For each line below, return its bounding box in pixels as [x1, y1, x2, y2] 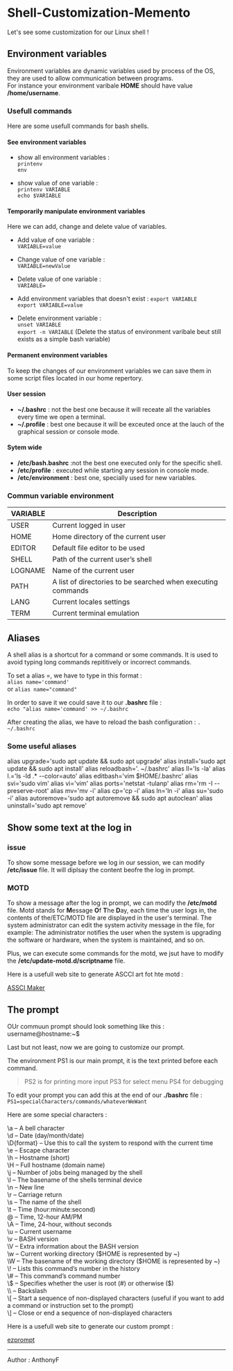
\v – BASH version [7, 1235, 59, 1243]
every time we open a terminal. [17, 412, 106, 421]
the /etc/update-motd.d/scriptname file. [7, 956, 126, 965]
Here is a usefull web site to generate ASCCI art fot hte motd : [7, 970, 184, 979]
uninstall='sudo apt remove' [7, 801, 87, 810]
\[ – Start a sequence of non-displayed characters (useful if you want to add [7, 1294, 225, 1302]
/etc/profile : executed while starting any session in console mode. [17, 466, 209, 474]
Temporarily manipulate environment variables [7, 207, 146, 215]
